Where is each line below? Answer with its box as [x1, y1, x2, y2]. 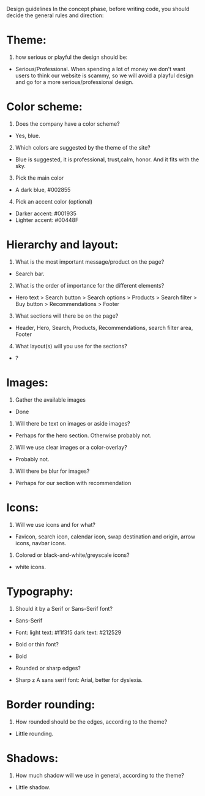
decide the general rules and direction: [6, 12, 104, 19]
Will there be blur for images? [15, 467, 90, 475]
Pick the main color [15, 174, 64, 182]
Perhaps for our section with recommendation [15, 479, 132, 486]
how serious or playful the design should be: [15, 53, 128, 61]
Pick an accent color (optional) [15, 197, 93, 205]
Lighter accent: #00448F [15, 216, 79, 223]
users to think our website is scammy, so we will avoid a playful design [15, 72, 194, 79]
